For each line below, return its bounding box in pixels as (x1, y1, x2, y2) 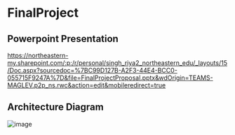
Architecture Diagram (7, 101, 104, 113)
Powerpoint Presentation (7, 33, 119, 45)
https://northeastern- (7, 51, 69, 59)
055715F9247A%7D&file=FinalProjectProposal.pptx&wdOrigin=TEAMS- (7, 73, 213, 82)
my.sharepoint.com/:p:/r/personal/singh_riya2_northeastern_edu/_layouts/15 (7, 59, 228, 67)
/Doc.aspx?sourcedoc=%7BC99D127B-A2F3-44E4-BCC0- (7, 66, 177, 74)
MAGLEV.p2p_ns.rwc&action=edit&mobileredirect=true (7, 81, 166, 89)
